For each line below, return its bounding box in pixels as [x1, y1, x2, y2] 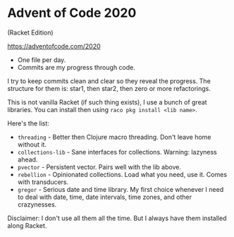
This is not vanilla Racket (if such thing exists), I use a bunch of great [7, 97, 207, 107]
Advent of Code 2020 [7, 5, 137, 21]
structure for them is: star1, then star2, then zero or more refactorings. [7, 84, 211, 92]
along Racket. [7, 221, 47, 230]
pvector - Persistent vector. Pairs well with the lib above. [17, 162, 182, 171]
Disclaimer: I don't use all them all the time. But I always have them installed [7, 214, 227, 222]
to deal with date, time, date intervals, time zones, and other [17, 193, 192, 201]
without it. [17, 140, 47, 149]
